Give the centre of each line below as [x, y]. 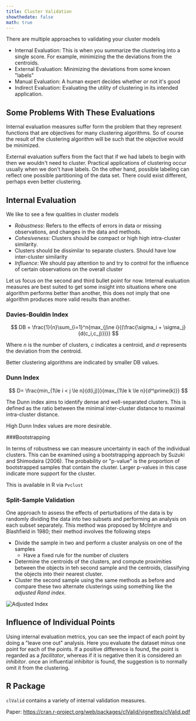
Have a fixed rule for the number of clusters [76, 555]
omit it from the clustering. [38, 668]
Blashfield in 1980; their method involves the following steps [78, 531]
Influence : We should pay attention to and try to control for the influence [102, 263]
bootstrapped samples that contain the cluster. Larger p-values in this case [97, 467]
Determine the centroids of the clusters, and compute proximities [93, 561]
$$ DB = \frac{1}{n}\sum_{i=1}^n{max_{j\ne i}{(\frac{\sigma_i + [86, 327]
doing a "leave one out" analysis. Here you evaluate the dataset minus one [96, 642]
